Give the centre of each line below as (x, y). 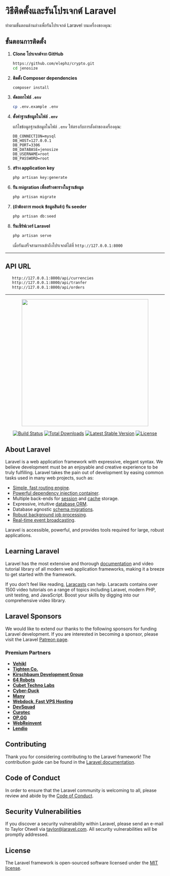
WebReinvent (27, 723)
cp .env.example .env (35, 107)
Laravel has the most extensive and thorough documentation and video (79, 564)
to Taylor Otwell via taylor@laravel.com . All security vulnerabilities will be (81, 829)
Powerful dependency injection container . (56, 493)
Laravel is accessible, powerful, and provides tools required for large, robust (85, 530)
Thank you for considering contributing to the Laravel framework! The (78, 757)
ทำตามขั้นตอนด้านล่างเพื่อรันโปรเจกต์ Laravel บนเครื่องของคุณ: (59, 25)
